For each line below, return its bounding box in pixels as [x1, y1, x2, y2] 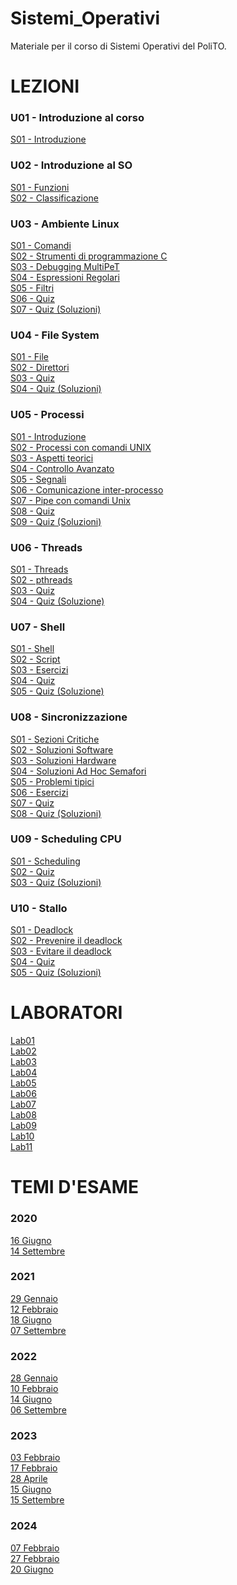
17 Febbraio [10, 1462, 58, 1474]
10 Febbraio [10, 1383, 59, 1395]
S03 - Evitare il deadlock [10, 945, 112, 957]
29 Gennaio [10, 1292, 58, 1304]
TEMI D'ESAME [10, 1176, 139, 1199]
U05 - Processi [10, 408, 85, 422]
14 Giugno [10, 1393, 53, 1406]
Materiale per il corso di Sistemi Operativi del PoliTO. [10, 40, 227, 52]
